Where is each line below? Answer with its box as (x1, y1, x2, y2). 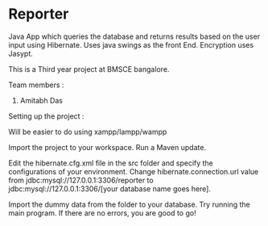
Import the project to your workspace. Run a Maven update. (8, 142, 207, 152)
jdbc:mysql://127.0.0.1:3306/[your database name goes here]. (8, 183, 212, 194)
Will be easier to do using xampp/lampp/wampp (8, 127, 167, 136)
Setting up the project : (8, 111, 85, 121)
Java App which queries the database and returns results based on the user (8, 31, 260, 41)
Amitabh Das (19, 95, 63, 105)
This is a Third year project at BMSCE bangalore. (8, 64, 170, 73)
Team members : (8, 80, 64, 90)
